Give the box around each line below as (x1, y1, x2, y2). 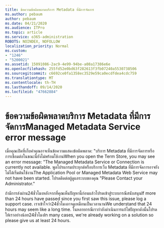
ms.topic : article (5, 30, 43, 35)
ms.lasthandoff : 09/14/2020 (5, 84, 63, 90)
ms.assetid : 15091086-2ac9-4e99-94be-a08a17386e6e (5, 62, 111, 67)
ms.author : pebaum (5, 12, 43, 17)
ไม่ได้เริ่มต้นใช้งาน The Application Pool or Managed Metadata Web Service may (5, 170, 158, 176)
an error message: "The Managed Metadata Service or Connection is (5, 159, 144, 165)
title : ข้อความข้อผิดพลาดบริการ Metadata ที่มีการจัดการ (5, 7, 94, 12)
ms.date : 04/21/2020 (5, 21, 47, 26)
